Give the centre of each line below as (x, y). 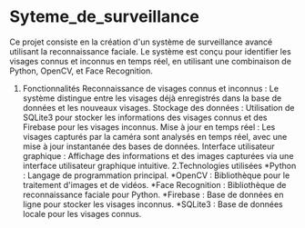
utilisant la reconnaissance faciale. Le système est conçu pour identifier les (150, 51)
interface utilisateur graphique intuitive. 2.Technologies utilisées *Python (159, 165)
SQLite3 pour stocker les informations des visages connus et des (145, 117)
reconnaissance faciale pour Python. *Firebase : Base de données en (153, 194)
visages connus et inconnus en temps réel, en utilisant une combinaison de (150, 61)
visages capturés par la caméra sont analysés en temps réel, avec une (155, 136)
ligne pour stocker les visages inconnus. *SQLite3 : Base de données (153, 204)
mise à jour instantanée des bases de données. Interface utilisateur (148, 146)
